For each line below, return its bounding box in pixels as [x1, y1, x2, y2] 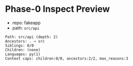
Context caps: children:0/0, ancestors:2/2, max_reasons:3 [5, 56, 129, 61]
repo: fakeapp [12, 20, 41, 26]
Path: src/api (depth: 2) [5, 34, 58, 39]
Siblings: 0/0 [5, 43, 34, 48]
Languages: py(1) [5, 52, 41, 57]
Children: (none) [5, 47, 41, 52]
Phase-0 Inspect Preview [5, 3, 110, 15]
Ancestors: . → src [5, 38, 45, 44]
